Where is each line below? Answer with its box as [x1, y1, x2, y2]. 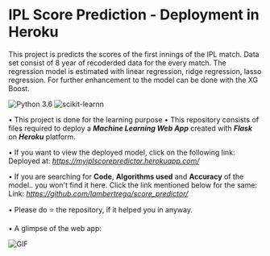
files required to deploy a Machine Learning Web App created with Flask [8, 123, 252, 133]
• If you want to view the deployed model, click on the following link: [8, 147, 235, 157]
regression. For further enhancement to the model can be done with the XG [8, 75, 259, 85]
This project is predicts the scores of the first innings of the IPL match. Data [8, 49, 260, 59]
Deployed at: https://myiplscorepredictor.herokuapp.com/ [8, 155, 200, 166]
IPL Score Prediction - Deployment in [8, 6, 260, 24]
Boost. [8, 83, 30, 93]
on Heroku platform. [8, 131, 77, 142]
